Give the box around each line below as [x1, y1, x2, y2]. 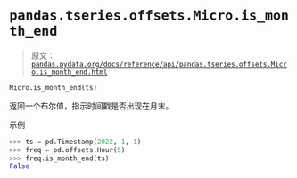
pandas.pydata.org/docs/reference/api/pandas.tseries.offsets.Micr [30, 60, 287, 69]
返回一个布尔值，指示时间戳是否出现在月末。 [9, 101, 174, 111]
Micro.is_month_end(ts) [9, 83, 98, 92]
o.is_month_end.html [30, 68, 108, 77]
